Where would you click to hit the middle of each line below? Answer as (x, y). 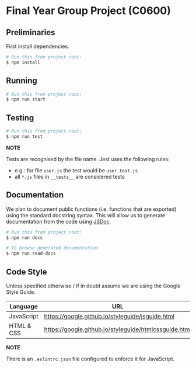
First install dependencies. (38, 46)
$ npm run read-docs (31, 254)
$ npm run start (26, 100)
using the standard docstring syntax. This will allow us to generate (86, 215)
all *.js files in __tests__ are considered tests (70, 176)
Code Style (27, 272)
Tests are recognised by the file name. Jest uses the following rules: (88, 159)
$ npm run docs (24, 238)
